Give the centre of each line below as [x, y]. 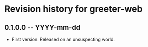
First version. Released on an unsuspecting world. [63, 39]
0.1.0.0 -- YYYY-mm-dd [43, 27]
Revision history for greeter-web [74, 9]
